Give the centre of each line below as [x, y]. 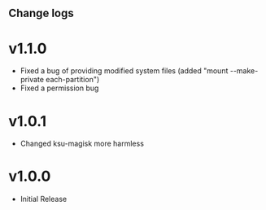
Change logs [41, 13]
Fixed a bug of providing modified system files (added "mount [124, 71]
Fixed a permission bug [59, 88]
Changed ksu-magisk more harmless [82, 144]
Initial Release [44, 199]
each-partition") [73, 80]
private [32, 80]
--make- [244, 71]
